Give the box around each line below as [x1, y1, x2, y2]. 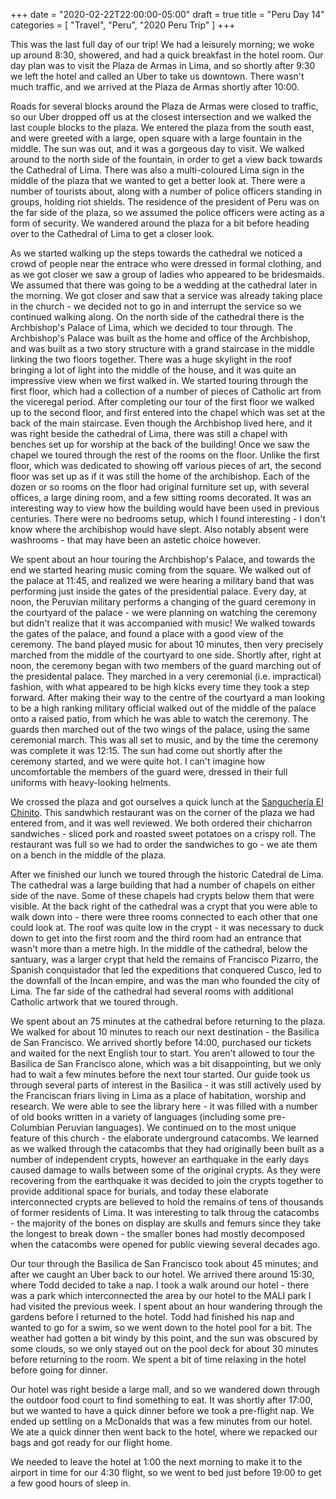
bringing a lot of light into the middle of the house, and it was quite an [10, 364, 297, 376]
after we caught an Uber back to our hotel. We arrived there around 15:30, [10, 1269, 315, 1280]
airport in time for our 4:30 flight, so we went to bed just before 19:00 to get [10, 1467, 322, 1478]
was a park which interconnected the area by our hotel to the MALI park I [10, 1290, 312, 1301]
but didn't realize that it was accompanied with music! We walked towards [10, 617, 316, 629]
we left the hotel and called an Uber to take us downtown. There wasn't [10, 70, 305, 82]
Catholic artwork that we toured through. [10, 996, 178, 1008]
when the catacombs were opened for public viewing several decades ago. [10, 1239, 321, 1250]
